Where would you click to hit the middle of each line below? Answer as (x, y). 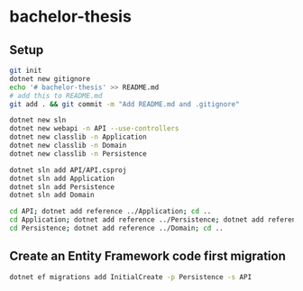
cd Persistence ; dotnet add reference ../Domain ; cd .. (116, 228)
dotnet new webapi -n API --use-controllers (94, 129)
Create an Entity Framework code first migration (147, 256)
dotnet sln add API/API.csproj (68, 170)
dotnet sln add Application (62, 178)
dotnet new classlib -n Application (78, 137)
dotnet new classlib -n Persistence (78, 154)
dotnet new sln (38, 120)
